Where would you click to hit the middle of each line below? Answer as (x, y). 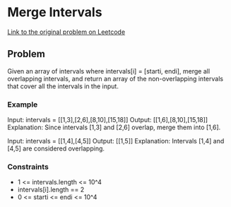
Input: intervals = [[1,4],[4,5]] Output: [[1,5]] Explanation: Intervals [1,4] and (116, 141)
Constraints (28, 167)
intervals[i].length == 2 (51, 190)
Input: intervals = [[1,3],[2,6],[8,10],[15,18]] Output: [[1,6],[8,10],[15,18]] (108, 120)
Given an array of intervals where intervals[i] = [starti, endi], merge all (109, 71)
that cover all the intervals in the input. (63, 86)
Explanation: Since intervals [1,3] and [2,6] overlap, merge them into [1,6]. (114, 127)
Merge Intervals (55, 12)
